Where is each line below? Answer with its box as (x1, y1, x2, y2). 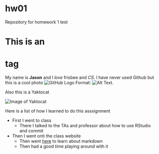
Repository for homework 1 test (5, 19, 68, 25)
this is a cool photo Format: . (5, 80, 114, 86)
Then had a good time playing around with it (19, 143, 108, 149)
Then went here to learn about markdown (19, 138, 103, 144)
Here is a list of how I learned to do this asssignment (5, 108, 111, 114)
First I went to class (12, 117, 52, 123)
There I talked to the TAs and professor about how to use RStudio (19, 123, 151, 129)
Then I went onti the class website (12, 133, 81, 139)
